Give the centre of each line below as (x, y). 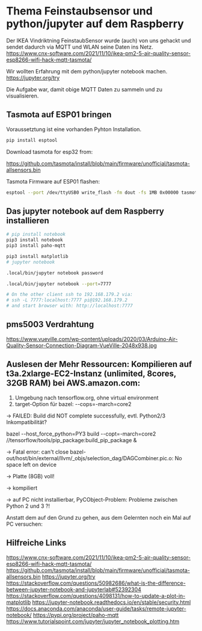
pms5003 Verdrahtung (50, 325)
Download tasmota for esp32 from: (50, 152)
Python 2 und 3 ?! (28, 506)
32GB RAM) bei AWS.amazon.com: (73, 383)
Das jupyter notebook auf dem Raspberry (85, 211)
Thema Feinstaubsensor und (80, 11)
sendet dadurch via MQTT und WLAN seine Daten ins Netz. (80, 47)
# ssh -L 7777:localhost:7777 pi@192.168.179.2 (67, 300)
